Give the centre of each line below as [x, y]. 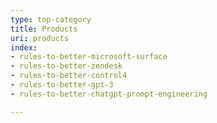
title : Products [44, 29]
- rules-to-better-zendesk [66, 66]
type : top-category [51, 19]
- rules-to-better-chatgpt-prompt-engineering [109, 94]
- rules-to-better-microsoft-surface [89, 57]
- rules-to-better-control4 [69, 76]
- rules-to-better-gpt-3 [62, 85]
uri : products [40, 38]
